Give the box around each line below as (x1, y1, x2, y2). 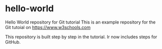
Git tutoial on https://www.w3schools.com (5, 24, 91, 30)
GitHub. (5, 39, 21, 45)
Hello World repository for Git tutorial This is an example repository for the (5, 19, 156, 25)
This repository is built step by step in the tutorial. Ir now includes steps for (5, 34, 158, 40)
